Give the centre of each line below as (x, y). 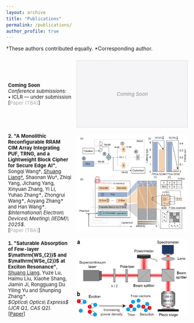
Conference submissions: (37, 91)
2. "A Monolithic (27, 136)
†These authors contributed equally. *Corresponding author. (79, 49)
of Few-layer (24, 249)
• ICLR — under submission (40, 97)
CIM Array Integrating (34, 148)
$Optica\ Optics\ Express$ (38, 302)
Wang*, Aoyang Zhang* (36, 201)
